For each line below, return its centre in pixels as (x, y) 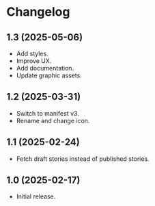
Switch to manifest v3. (47, 113)
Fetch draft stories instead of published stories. (83, 159)
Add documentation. (45, 68)
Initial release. (36, 196)
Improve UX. (34, 61)
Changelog (38, 12)
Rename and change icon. (53, 120)
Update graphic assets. (49, 75)
